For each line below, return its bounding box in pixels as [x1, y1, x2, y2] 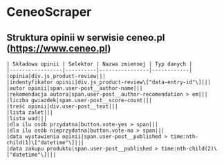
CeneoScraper [6, 4, 92, 20]
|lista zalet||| [6, 109, 53, 116]
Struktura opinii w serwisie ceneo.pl [6, 32, 165, 43]
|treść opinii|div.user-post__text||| [6, 103, 118, 110]
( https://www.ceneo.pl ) [6, 42, 111, 54]
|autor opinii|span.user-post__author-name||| [6, 85, 143, 92]
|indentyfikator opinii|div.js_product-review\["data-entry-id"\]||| [6, 79, 212, 86]
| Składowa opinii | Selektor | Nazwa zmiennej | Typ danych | [6, 61, 193, 68]
